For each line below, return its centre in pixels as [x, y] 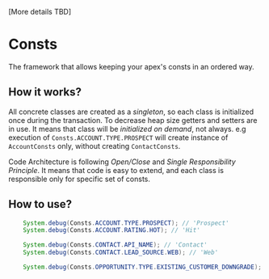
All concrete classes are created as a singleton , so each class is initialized [131, 112]
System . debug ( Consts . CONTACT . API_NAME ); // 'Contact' [115, 245]
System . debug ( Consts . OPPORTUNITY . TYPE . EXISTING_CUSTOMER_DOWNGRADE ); [143, 267]
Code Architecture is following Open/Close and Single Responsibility [122, 162]
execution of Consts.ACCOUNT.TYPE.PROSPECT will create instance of [118, 137]
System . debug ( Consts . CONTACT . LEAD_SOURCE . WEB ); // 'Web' [121, 253]
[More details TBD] [40, 12]
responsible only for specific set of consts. [80, 179]
